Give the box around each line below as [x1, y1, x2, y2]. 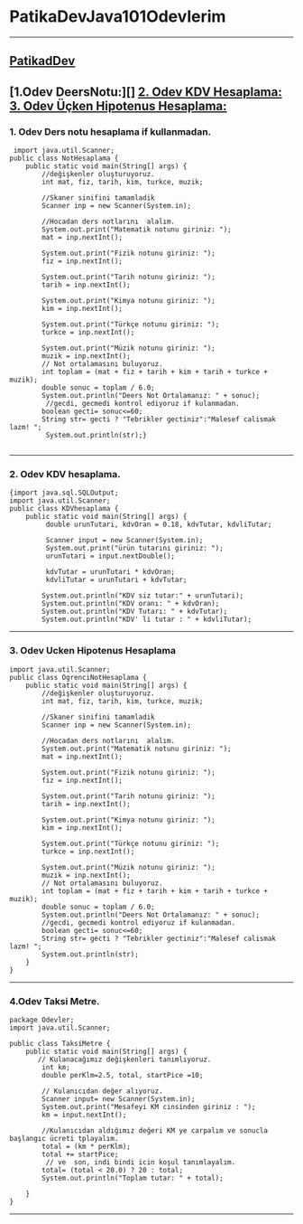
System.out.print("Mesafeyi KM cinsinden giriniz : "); [41, 1102, 256, 1111]
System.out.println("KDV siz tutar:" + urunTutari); [41, 591, 244, 600]
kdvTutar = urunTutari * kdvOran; [45, 568, 176, 577]
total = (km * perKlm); [41, 1142, 131, 1151]
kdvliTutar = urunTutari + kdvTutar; [45, 576, 188, 585]
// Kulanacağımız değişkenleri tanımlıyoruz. [37, 1055, 212, 1064]
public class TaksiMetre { [9, 1039, 111, 1048]
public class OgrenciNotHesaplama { [9, 673, 147, 682]
